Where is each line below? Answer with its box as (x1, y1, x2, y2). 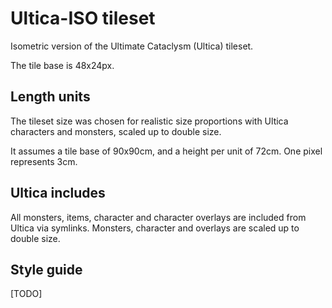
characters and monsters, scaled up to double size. (10, 125, 222, 137)
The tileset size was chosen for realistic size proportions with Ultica (10, 115, 289, 127)
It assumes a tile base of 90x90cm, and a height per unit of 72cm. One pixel (10, 145, 323, 157)
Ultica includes (10, 185, 106, 202)
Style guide (10, 261, 83, 278)
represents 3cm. (10, 155, 78, 167)
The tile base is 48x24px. (10, 59, 115, 71)
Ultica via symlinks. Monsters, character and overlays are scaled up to (10, 222, 300, 234)
